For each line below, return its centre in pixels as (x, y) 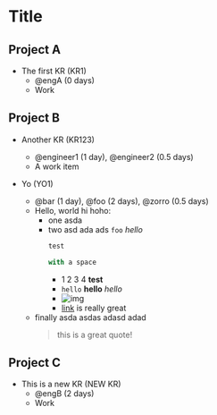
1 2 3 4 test (82, 279)
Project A (35, 50)
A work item (57, 166)
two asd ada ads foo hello (96, 229)
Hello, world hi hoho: (73, 210)
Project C (35, 363)
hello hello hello (92, 289)
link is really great (94, 308)
